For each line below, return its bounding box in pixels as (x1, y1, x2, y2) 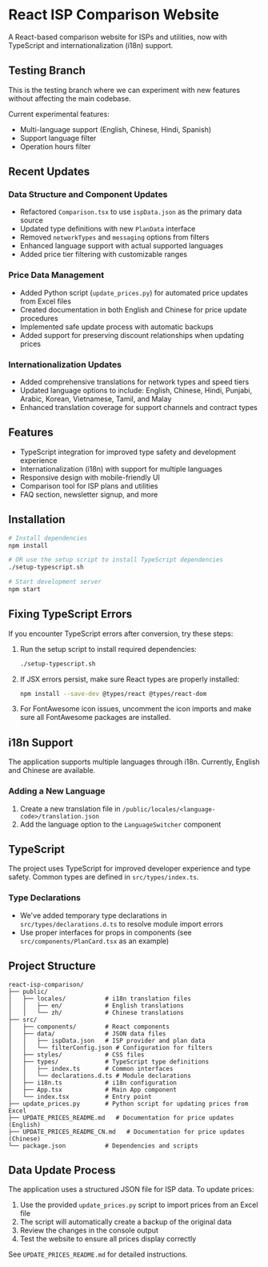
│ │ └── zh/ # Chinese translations (8, 1008, 184, 1016)
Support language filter (19, 133, 97, 143)
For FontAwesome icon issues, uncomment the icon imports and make (19, 704, 252, 714)
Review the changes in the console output (19, 1225, 158, 1235)
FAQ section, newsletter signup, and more (19, 489, 158, 499)
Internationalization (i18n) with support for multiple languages (19, 464, 222, 473)
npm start (8, 585, 42, 593)
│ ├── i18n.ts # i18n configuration (8, 1079, 178, 1087)
